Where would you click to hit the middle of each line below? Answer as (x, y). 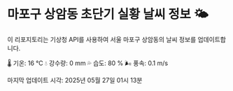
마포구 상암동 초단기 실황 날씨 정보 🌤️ (108, 14)
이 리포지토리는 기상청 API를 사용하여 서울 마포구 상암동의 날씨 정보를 (102, 39)
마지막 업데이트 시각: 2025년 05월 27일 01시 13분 (75, 80)
